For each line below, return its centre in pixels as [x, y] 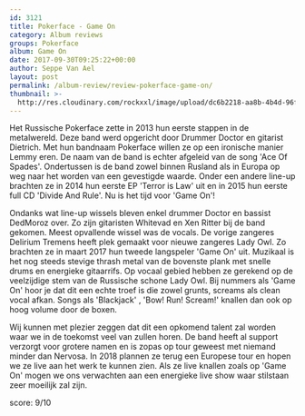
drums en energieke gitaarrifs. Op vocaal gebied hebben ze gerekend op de [151, 271]
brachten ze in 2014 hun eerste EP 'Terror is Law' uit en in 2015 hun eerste [148, 186]
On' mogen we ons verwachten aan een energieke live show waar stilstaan [149, 376]
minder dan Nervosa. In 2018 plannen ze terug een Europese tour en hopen [150, 356]
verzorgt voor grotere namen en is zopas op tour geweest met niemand [143, 347]
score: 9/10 [30, 403]
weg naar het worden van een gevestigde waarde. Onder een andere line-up [152, 176]
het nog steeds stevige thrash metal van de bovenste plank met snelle [140, 262]
